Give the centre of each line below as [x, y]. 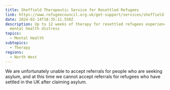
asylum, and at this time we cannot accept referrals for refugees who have [83, 77]
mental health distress [35, 29]
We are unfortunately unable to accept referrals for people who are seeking [84, 71]
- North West [24, 57]
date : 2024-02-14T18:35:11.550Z [39, 19]
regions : [14, 52]
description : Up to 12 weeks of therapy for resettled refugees [74, 24]
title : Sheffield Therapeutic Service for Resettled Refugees [72, 10]
